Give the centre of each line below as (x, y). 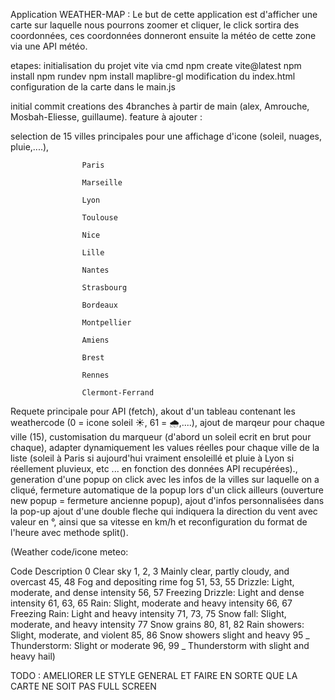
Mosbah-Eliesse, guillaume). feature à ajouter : (106, 117)
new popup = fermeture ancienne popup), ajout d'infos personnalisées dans (167, 500)
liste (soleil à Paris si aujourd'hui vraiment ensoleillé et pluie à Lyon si (152, 458)
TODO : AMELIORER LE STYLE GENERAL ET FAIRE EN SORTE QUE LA (154, 675)
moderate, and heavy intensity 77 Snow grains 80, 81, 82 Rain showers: (157, 624)
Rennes (95, 375)
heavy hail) (33, 656)
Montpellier (106, 323)
